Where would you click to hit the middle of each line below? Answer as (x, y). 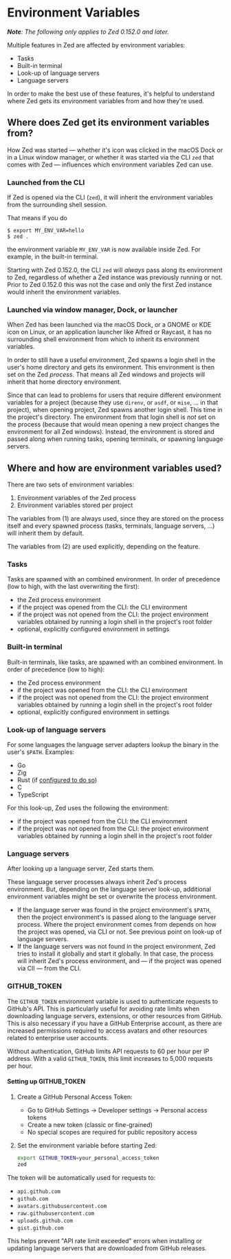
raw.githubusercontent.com (56, 1213)
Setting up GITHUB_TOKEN (46, 1082)
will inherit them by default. (46, 533)
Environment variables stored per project (75, 505)
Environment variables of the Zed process (76, 498)
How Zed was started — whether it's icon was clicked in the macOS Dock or (115, 150)
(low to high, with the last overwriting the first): (73, 587)
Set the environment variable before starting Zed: (87, 1145)
